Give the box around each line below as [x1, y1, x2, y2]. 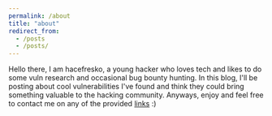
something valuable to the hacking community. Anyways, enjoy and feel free [8, 90, 264, 100]
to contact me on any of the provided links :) [8, 99, 157, 109]
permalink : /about [8, 11, 71, 20]
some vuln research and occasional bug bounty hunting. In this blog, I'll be [8, 73, 258, 83]
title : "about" [8, 19, 60, 28]
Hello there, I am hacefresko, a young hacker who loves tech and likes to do [8, 64, 262, 74]
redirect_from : [8, 27, 60, 35]
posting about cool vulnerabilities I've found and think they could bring [8, 82, 245, 92]
